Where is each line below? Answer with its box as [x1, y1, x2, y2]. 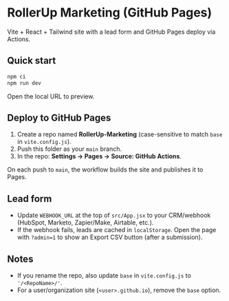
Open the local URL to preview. [7, 92, 95, 101]
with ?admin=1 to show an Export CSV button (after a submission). [17, 233, 203, 242]
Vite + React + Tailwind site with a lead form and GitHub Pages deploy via [7, 28, 216, 36]
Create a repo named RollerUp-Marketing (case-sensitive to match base [17, 130, 223, 138]
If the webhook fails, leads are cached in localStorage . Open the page [17, 226, 217, 234]
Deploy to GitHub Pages [7, 112, 111, 123]
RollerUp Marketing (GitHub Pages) [7, 5, 212, 21]
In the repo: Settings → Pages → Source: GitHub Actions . [17, 152, 182, 160]
